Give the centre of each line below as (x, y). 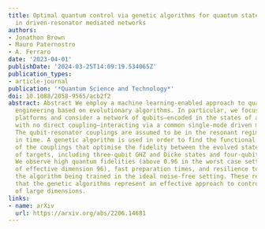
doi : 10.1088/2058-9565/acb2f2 (60, 96)
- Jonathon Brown (37, 37)
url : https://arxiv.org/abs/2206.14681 (81, 213)
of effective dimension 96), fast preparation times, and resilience (132, 169)
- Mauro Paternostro (42, 45)
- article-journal (38, 81)
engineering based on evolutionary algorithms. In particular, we (127, 111)
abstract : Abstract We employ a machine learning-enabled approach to (127, 103)
